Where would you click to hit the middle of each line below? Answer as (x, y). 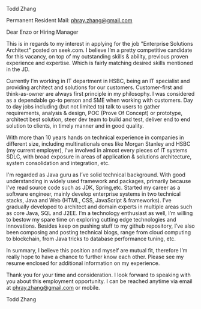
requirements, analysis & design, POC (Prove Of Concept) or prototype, (94, 113)
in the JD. (18, 69)
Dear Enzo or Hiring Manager (42, 32)
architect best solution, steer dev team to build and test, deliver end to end (98, 119)
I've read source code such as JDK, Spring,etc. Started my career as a (93, 187)
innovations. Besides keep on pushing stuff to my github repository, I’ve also (100, 226)
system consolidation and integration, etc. (58, 163)
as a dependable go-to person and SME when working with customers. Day (100, 100)
